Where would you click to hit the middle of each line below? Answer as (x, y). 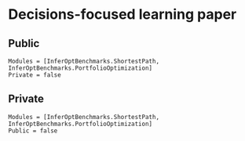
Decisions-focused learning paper (122, 14)
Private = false (35, 75)
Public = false (33, 131)
